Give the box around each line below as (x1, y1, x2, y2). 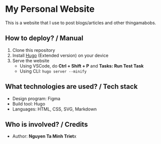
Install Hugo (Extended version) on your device (12, 52, 109, 58)
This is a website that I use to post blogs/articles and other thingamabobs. (5, 20, 157, 26)
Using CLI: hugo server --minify (19, 68, 87, 74)
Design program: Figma (12, 95, 60, 102)
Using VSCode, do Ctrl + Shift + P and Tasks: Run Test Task (19, 63, 144, 69)
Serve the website (12, 58, 50, 64)
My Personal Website (5, 3, 95, 15)
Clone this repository (12, 47, 55, 53)
